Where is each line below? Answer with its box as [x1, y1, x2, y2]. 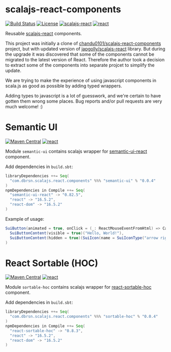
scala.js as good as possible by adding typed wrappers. [5, 83, 122, 89]
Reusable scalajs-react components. [5, 30, 82, 36]
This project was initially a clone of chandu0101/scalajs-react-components [5, 40, 161, 46]
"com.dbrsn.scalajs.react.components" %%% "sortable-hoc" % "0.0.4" [10, 314, 158, 319]
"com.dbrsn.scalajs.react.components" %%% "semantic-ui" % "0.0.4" [10, 178, 156, 183]
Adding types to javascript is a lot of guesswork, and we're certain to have [5, 92, 161, 99]
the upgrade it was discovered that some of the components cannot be [5, 51, 154, 57]
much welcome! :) [5, 103, 43, 109]
